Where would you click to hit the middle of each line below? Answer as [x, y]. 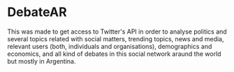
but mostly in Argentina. [42, 61]
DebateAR [37, 12]
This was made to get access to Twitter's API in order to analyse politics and [117, 31]
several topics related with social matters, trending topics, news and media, [116, 38]
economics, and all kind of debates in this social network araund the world [114, 54]
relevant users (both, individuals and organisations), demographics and [110, 46]
